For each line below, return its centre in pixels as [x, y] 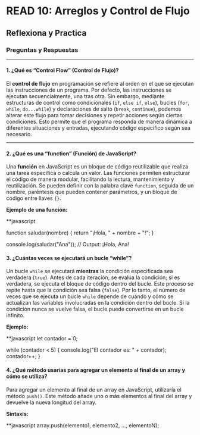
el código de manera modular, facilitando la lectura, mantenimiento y [90, 179]
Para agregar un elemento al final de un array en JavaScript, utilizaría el [94, 389]
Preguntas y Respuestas [42, 50]
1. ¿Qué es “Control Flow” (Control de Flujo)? [62, 70]
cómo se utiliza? [27, 377]
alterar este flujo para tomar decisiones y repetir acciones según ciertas [94, 115]
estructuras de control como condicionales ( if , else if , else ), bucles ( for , [98, 103]
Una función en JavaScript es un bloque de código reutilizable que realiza [97, 167]
